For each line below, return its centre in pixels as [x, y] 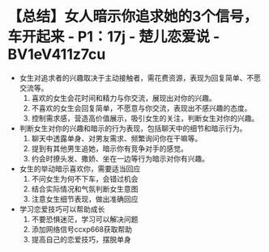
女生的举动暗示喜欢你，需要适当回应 [80, 168]
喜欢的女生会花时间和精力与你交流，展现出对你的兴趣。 [124, 98]
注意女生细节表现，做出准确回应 [85, 199]
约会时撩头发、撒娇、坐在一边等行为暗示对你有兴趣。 [120, 158]
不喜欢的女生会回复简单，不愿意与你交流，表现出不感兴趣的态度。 [141, 108]
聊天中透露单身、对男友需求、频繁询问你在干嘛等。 [117, 138]
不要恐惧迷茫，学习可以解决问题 [85, 219]
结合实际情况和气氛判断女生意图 [85, 189]
